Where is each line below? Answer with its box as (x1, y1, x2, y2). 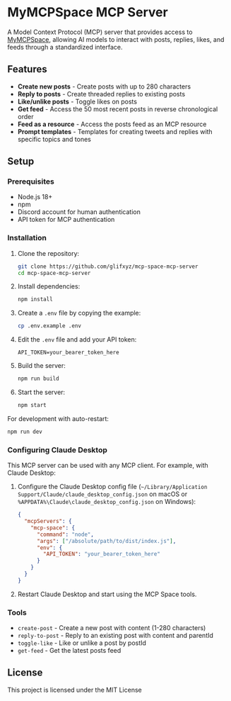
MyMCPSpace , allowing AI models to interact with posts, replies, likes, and (7, 35, 225, 43)
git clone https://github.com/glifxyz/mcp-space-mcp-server (17, 263, 199, 270)
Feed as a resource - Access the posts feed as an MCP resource (17, 120, 207, 128)
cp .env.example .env (17, 323, 81, 330)
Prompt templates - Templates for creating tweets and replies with (17, 127, 213, 135)
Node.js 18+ (17, 193, 53, 201)
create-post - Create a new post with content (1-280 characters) (17, 624, 206, 632)
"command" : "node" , (36, 531, 94, 538)
